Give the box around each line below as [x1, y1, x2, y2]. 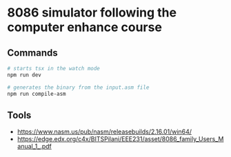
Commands [7, 47, 59, 59]
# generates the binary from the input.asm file [7, 84, 150, 91]
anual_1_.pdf [17, 143, 52, 151]
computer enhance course [7, 19, 162, 35]
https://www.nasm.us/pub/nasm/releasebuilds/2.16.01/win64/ [17, 127, 192, 136]
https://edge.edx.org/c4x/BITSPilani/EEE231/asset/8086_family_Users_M [17, 135, 224, 143]
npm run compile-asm [7, 90, 67, 97]
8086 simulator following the [7, 5, 177, 21]
